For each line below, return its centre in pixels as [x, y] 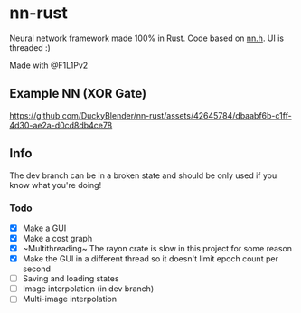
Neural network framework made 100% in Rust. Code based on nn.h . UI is [147, 38]
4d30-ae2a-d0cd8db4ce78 [61, 125]
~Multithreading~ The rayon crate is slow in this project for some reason [157, 248]
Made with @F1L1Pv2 [49, 65]
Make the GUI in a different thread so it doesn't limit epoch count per [150, 259]
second [37, 269]
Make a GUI [44, 228]
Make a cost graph [57, 238]
